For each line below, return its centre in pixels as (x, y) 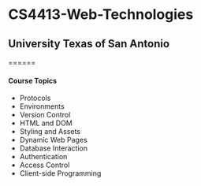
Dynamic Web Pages (54, 140)
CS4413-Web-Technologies (101, 15)
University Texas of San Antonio (89, 44)
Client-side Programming (60, 173)
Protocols (35, 98)
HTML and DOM (46, 123)
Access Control (45, 165)
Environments (42, 106)
